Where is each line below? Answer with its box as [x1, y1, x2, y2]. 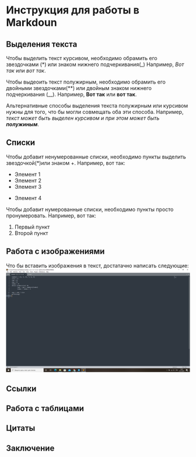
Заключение [6, 443, 55, 453]
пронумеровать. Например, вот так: [6, 212, 96, 219]
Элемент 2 [14, 176, 42, 184]
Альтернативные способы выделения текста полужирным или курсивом [6, 102, 188, 109]
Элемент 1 [14, 171, 41, 178]
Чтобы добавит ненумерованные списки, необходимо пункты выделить [6, 153, 187, 160]
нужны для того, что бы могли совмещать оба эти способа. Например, [6, 109, 184, 115]
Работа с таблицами [6, 403, 85, 413]
